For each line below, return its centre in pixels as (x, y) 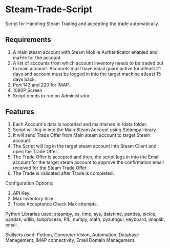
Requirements (28, 40)
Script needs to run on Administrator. (52, 95)
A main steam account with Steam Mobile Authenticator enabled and (85, 52)
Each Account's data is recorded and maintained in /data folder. (80, 124)
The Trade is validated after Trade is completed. (63, 173)
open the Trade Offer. (35, 151)
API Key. (22, 193)
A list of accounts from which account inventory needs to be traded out (88, 63)
